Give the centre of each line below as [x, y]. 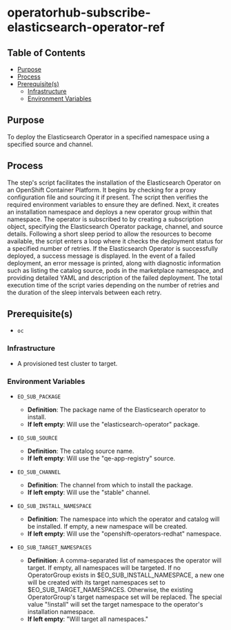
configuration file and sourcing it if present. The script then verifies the [108, 197]
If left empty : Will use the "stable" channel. [89, 492]
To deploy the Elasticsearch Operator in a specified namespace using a [108, 136]
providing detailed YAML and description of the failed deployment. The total [115, 278]
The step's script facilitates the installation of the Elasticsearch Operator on [114, 182]
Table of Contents [47, 53]
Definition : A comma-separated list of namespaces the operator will [124, 560]
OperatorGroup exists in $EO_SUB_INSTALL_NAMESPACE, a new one [126, 575]
